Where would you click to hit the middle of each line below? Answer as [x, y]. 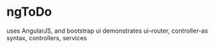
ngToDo [29, 12]
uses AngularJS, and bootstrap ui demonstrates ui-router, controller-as [107, 31]
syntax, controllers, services [47, 37]
